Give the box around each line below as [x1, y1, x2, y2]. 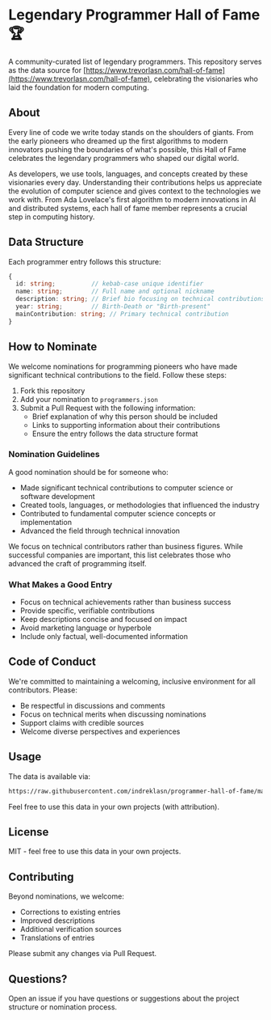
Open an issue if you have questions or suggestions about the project [8, 993, 240, 1004]
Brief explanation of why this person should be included [31, 411, 218, 421]
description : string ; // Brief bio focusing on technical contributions [15, 295, 265, 303]
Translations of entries [19, 933, 95, 943]
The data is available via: [8, 771, 91, 781]
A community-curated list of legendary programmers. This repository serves [8, 57, 262, 66]
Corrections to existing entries [19, 908, 121, 917]
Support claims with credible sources [19, 717, 144, 727]
